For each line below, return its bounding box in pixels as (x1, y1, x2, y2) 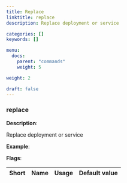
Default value (78, 169, 118, 177)
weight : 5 (17, 64, 42, 70)
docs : (11, 53, 26, 59)
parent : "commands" (17, 58, 66, 64)
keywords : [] (6, 37, 39, 43)
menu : (6, 48, 20, 54)
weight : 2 (6, 75, 31, 81)
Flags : (6, 154, 22, 161)
